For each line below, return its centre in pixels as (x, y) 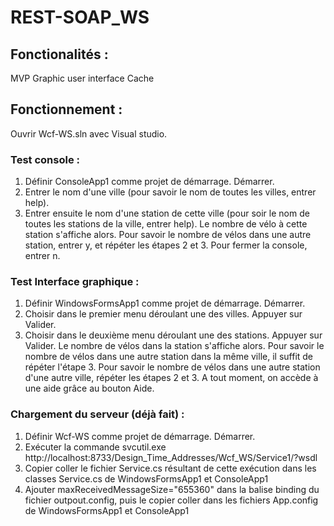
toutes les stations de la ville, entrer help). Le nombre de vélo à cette (166, 224)
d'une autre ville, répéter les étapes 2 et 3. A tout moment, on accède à (171, 378)
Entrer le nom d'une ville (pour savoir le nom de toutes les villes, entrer (170, 192)
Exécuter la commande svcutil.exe (95, 447)
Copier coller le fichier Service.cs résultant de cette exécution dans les (170, 468)
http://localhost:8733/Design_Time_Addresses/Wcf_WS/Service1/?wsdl (171, 457)
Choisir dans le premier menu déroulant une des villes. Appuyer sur (163, 314)
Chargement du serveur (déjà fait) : (97, 414)
